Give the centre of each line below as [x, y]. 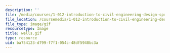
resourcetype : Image [27, 29]
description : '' [22, 10]
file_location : [21, 19]
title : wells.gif [24, 33]
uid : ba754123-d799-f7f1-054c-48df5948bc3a [52, 43]
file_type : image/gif [28, 24]
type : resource [21, 38]
